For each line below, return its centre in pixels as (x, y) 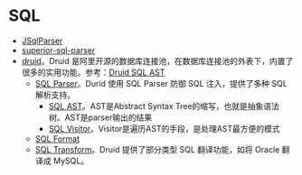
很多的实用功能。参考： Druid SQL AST (93, 72)
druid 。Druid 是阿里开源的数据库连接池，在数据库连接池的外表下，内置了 (157, 60)
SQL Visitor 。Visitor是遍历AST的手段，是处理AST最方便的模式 (165, 128)
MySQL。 (71, 161)
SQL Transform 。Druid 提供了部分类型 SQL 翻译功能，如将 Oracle (157, 149)
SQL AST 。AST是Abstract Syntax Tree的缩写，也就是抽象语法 (164, 106)
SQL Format (57, 138)
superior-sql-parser (58, 50)
